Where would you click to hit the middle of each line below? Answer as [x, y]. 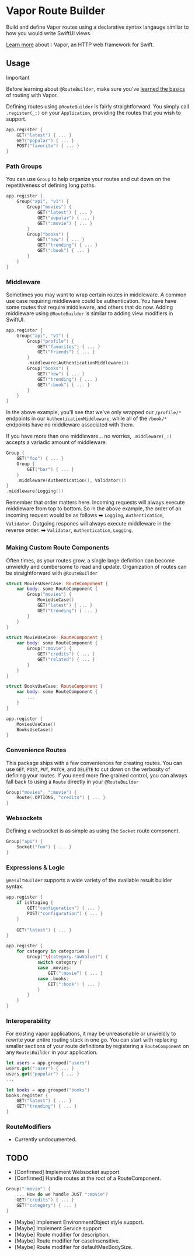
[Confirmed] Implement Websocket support [67, 1172]
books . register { [27, 1095]
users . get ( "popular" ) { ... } [43, 1074]
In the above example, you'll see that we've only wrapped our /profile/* [94, 412]
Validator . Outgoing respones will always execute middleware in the [88, 524]
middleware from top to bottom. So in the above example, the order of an [94, 508]
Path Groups [24, 166]
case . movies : [54, 968]
